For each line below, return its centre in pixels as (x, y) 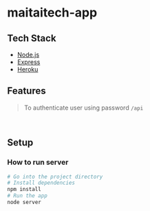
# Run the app (28, 196)
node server (24, 202)
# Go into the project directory (55, 177)
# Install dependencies (41, 183)
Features (26, 91)
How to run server (38, 162)
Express (29, 62)
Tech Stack (32, 38)
